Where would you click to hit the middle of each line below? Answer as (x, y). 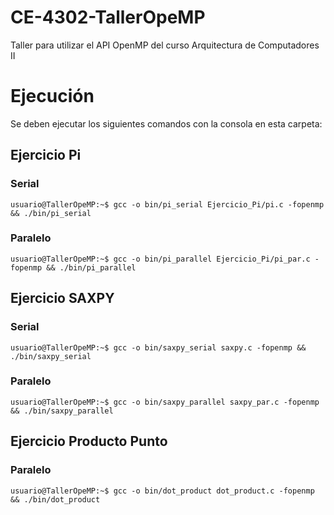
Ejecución (52, 96)
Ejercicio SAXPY (62, 298)
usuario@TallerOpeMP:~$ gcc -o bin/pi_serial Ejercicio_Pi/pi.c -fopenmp (167, 204)
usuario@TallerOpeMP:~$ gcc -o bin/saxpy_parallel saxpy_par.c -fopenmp (165, 402)
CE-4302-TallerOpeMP (108, 17)
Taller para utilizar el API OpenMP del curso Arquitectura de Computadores (165, 45)
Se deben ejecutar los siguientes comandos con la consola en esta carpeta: (166, 123)
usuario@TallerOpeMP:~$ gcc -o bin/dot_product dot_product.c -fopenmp (162, 491)
